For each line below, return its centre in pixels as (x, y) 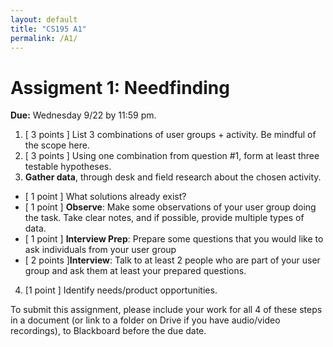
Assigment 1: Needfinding (120, 87)
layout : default (44, 19)
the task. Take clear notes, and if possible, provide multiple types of (164, 218)
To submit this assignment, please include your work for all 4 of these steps (166, 310)
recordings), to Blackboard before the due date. (108, 331)
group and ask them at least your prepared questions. (135, 271)
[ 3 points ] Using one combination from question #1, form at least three (172, 156)
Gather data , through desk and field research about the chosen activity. (173, 177)
